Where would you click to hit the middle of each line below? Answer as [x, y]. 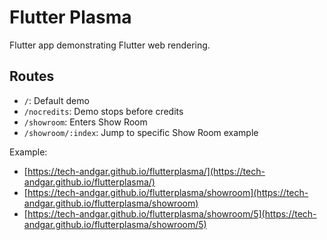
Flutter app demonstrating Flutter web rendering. [110, 45]
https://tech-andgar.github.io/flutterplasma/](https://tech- [146, 171]
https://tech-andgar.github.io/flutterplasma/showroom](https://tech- [168, 192]
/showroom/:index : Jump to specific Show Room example [141, 132]
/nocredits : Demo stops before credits [103, 111]
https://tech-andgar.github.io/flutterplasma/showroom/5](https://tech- [172, 213]
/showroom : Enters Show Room [85, 122]
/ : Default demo [56, 100]
